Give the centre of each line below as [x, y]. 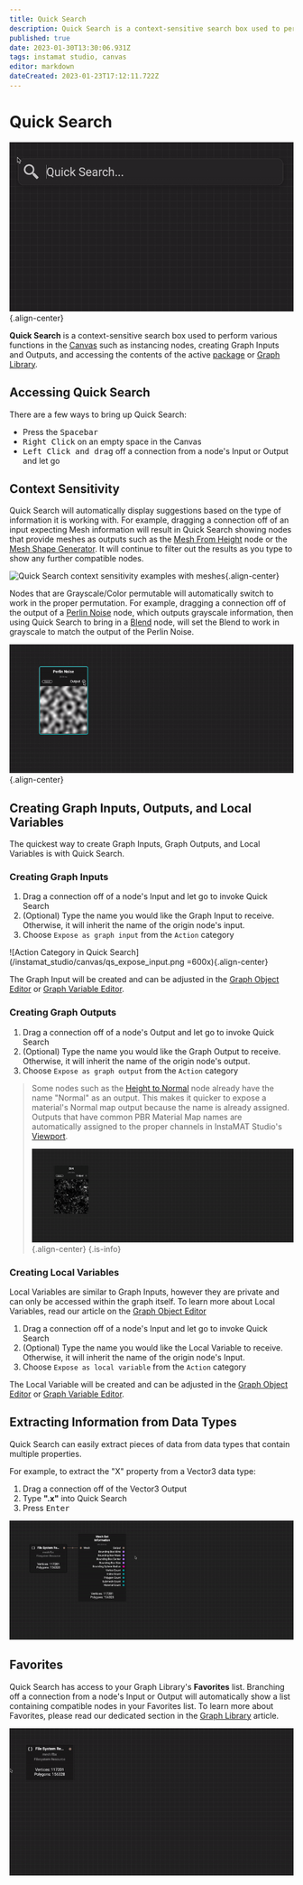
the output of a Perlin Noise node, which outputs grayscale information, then [151, 613]
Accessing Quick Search [80, 393]
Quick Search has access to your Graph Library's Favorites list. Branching [147, 1686]
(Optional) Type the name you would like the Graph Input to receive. [148, 915]
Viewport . [50, 1136]
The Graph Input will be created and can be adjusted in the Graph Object [144, 980]
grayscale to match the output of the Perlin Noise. [102, 632]
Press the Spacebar [60, 432]
